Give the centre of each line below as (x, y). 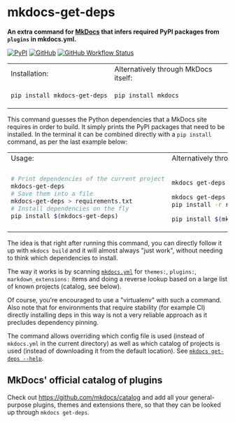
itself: (123, 78)
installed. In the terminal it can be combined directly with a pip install (109, 134)
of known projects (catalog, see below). (64, 286)
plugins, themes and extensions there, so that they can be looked (127, 405)
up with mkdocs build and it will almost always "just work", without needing (115, 250)
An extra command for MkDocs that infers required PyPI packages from (113, 32)
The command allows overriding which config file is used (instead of (106, 336)
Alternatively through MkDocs (163, 69)
